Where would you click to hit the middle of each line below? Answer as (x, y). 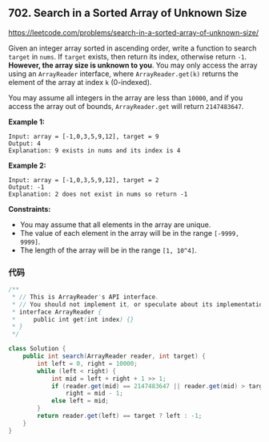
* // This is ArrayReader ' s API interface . (85, 297)
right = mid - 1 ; (94, 393)
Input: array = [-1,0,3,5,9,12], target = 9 (84, 136)
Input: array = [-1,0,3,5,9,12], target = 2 (84, 180)
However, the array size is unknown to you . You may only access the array (133, 65)
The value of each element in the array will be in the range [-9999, (130, 233)
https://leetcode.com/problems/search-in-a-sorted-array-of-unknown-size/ (133, 32)
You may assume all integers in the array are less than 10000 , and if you (126, 97)
